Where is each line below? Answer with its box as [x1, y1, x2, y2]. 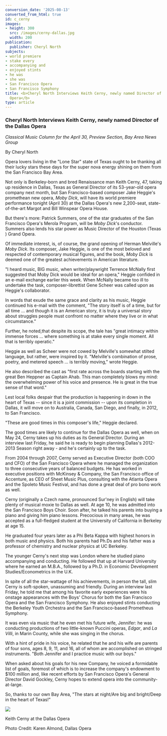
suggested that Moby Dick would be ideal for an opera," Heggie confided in [5, 271, 161, 277]
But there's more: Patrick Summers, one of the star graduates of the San [5, 215, 154, 221]
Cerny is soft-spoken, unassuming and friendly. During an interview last [5, 584, 153, 590]
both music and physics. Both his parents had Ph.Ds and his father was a [5, 538, 156, 544]
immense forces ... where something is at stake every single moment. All [5, 333, 154, 339]
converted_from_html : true [5, 12, 61, 17]
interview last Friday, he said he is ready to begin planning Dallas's [5, 440, 142, 446]
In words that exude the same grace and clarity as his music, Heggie [5, 297, 146, 303]
